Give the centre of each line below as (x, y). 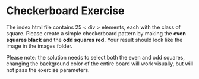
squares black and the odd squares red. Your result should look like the (94, 39)
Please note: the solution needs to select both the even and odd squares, (96, 57)
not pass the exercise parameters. (48, 70)
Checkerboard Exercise (65, 11)
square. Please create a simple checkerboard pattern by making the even (96, 33)
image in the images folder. (40, 46)
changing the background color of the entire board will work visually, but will (100, 64)
